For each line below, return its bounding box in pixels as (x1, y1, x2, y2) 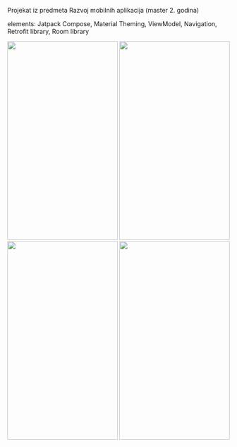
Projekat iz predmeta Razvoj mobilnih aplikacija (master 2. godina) (7, 6, 200, 14)
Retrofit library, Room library (7, 28, 90, 35)
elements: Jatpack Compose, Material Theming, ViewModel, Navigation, (7, 20, 217, 28)
